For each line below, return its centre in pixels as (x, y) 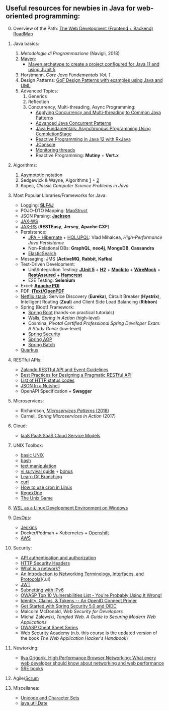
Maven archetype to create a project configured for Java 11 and (94, 64)
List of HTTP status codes (48, 380)
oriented (19, 16)
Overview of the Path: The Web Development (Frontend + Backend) (83, 28)
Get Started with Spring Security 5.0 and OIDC (69, 606)
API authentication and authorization (58, 557)
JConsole (46, 144)
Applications (33, 622)
